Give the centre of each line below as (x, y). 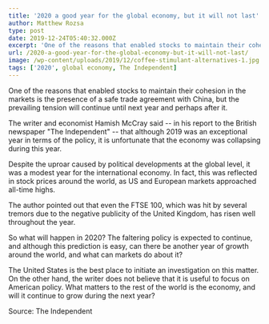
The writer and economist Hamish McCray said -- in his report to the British (133, 123)
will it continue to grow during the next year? (82, 295)
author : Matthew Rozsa (46, 23)
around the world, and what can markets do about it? (95, 254)
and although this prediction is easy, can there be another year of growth (129, 246)
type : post (26, 30)
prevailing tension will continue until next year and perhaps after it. (118, 107)
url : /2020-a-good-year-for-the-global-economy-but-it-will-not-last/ (128, 53)
